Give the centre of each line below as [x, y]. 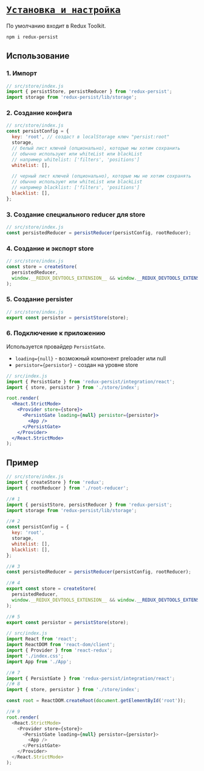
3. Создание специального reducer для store [76, 215]
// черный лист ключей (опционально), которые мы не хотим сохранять [101, 176]
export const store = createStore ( [51, 589]
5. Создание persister [40, 299]
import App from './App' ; [39, 662]
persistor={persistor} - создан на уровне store [76, 364]
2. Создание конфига [39, 113]
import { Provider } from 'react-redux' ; [59, 650]
